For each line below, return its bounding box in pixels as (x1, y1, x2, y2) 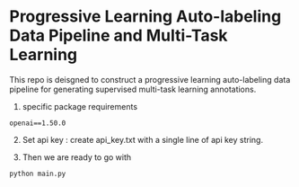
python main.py (9, 169, 66, 178)
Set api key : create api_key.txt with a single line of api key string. (22, 134, 263, 145)
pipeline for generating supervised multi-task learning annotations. (9, 84, 257, 94)
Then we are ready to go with (22, 151, 132, 163)
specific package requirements (22, 101, 137, 111)
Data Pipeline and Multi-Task (9, 25, 228, 46)
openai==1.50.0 (9, 119, 66, 128)
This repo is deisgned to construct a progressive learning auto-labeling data (9, 74, 291, 85)
